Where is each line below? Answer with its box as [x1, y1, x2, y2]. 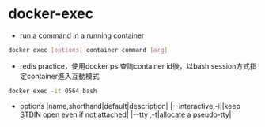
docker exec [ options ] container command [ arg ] [8, 46, 168, 54]
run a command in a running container [19, 31, 145, 40]
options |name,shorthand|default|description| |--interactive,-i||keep [19, 101, 241, 110]
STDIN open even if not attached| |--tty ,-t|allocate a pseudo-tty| [19, 110, 232, 119]
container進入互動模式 [26, 71, 100, 80]
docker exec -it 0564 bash [8, 87, 97, 95]
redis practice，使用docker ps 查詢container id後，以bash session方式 [19, 61, 251, 71]
